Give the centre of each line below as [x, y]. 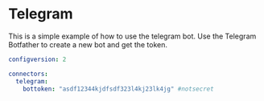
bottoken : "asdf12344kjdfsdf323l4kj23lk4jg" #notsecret [119, 89]
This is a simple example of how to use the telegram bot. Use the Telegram [132, 36]
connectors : [28, 74]
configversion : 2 [37, 59]
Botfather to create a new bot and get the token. [88, 44]
